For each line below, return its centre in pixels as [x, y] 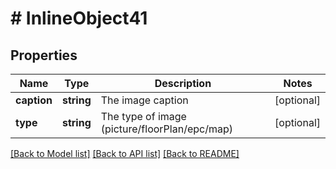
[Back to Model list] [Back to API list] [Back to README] [125, 153]
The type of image [143, 116]
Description [183, 83]
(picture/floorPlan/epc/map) [166, 129]
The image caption [144, 100]
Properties [44, 55]
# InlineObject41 [79, 18]
